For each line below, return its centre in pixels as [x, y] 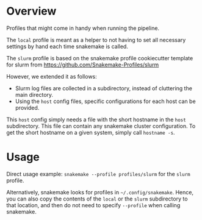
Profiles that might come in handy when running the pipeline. [83, 28]
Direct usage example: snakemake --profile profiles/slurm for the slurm [98, 174]
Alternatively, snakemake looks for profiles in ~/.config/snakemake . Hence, [100, 192]
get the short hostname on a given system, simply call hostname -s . [91, 132]
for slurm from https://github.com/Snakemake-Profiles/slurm [83, 65]
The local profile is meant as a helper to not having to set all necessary [96, 40]
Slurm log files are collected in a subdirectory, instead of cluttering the [103, 88]
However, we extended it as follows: [52, 76]
